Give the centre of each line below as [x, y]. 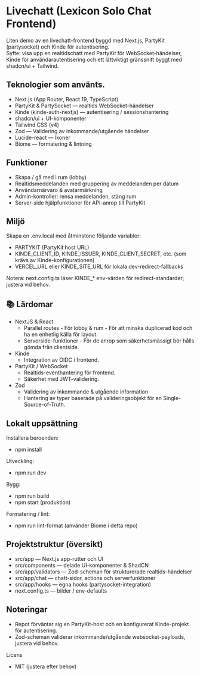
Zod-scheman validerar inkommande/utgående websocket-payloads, [100, 636]
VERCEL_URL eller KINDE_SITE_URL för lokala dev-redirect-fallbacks [99, 267]
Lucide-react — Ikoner [42, 137]
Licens [14, 654]
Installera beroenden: [32, 438]
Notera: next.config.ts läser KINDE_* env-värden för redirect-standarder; [95, 278]
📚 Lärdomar [30, 304]
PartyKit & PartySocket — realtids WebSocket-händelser [84, 106]
